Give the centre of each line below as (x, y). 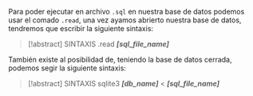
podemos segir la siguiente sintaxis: (67, 68)
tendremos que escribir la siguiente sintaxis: (81, 28)
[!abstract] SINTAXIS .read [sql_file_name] (99, 44)
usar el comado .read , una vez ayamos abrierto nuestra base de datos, (125, 20)
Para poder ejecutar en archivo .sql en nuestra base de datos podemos (126, 12)
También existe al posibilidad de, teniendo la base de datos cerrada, (120, 60)
